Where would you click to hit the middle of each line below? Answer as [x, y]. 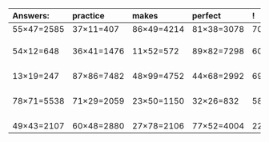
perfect [207, 16]
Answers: [31, 16]
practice [88, 16]
